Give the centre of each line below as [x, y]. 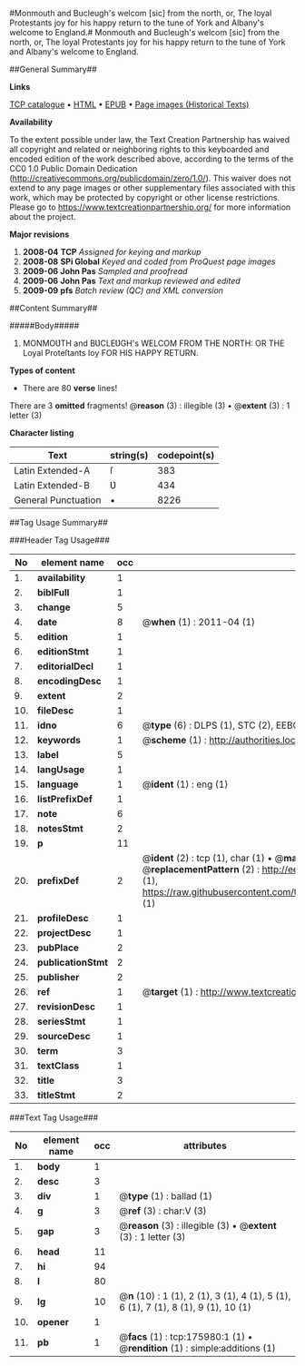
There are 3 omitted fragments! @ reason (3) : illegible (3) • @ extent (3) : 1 [150, 406]
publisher [59, 977]
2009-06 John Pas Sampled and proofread [105, 271]
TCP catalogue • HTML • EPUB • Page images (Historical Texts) [129, 104]
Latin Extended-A [52, 471]
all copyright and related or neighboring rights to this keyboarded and [139, 149]
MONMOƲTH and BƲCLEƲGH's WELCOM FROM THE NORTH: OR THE [153, 343]
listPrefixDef [65, 799]
